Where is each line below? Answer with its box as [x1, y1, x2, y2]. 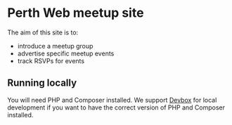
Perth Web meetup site [7, 5, 144, 21]
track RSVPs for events [17, 56, 85, 65]
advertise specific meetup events [17, 49, 115, 58]
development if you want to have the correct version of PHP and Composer [7, 103, 226, 112]
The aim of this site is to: [7, 28, 79, 37]
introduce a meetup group [17, 41, 94, 50]
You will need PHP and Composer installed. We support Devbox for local [7, 96, 217, 104]
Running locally [7, 77, 77, 89]
